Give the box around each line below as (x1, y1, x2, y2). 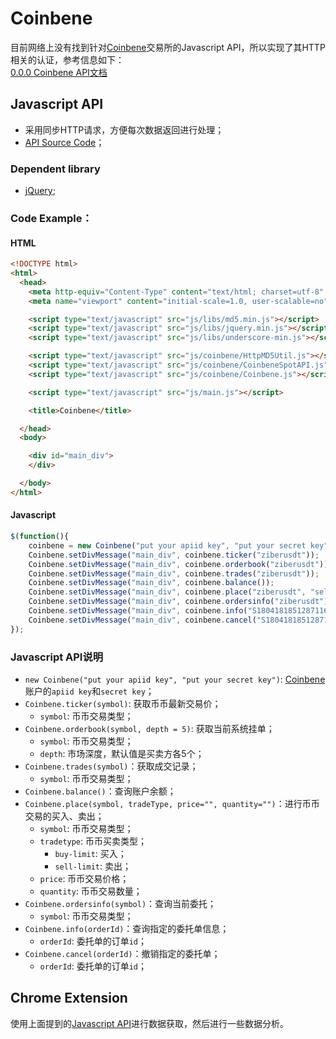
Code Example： (10, 211, 93, 225)
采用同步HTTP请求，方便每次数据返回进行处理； (24, 123, 225, 136)
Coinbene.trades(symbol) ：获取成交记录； (24, 760, 199, 772)
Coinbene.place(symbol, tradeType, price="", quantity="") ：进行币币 (24, 797, 320, 809)
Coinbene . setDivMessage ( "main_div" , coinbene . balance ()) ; (28, 578, 275, 588)
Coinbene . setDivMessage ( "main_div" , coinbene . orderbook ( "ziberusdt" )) (28, 559, 329, 569)
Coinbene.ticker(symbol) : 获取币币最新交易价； (24, 697, 222, 709)
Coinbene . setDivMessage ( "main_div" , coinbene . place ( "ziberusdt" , (28, 587, 307, 597)
